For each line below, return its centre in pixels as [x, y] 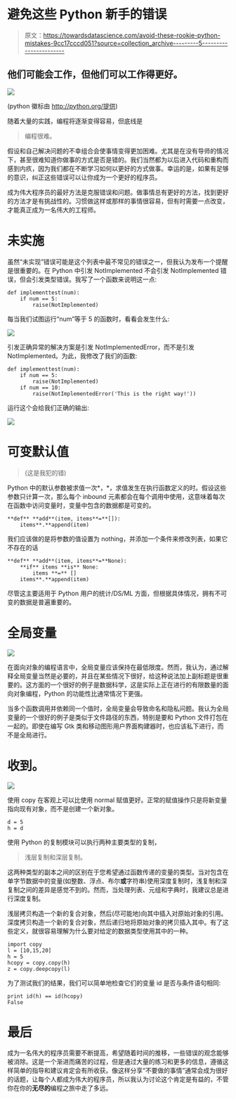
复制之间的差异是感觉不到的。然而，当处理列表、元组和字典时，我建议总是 [115, 889]
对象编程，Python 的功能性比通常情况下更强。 [80, 693]
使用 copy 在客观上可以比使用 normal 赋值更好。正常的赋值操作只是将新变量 [117, 800]
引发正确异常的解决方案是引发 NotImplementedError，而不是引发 [101, 347]
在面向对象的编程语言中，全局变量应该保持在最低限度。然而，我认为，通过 [115, 667]
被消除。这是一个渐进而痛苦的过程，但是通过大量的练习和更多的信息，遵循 [115, 1062]
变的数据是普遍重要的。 [41, 602]
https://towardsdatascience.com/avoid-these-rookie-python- [132, 35]
